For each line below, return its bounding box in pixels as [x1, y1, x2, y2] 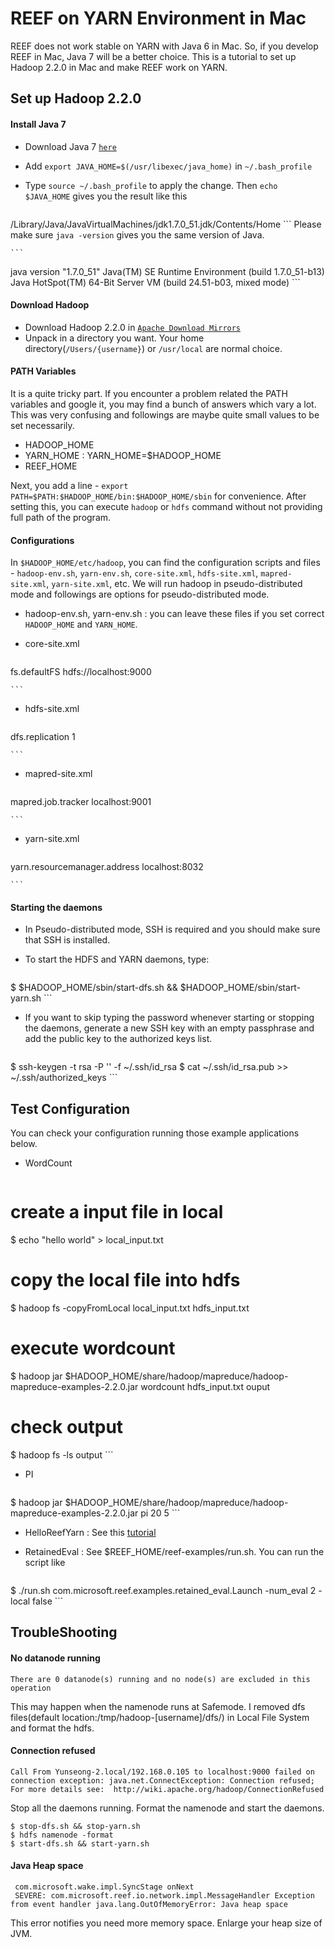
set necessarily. [10, 419, 75, 431]
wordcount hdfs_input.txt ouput [140, 1380, 271, 1392]
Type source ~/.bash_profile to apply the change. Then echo [24, 179, 278, 191]
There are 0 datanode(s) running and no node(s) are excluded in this [10, 1674, 311, 1684]
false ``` [32, 1595, 64, 1607]
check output [10, 1416, 124, 1439]
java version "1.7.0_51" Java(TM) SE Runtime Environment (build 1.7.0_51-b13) [10, 265, 325, 277]
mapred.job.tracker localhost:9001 [10, 796, 152, 808]
